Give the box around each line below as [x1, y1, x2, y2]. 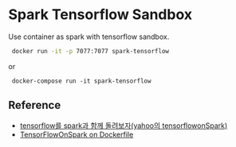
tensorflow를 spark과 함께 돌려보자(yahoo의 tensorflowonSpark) [19, 121, 228, 130]
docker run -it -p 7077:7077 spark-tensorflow [11, 47, 170, 55]
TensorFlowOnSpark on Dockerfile [19, 130, 134, 139]
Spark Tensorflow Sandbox [8, 6, 193, 24]
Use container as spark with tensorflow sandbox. [8, 32, 170, 41]
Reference [8, 99, 61, 112]
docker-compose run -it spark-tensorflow [11, 77, 151, 85]
